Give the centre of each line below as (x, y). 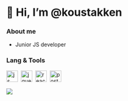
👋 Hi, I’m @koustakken (64, 12)
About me (21, 32)
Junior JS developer (41, 44)
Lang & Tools (26, 60)
